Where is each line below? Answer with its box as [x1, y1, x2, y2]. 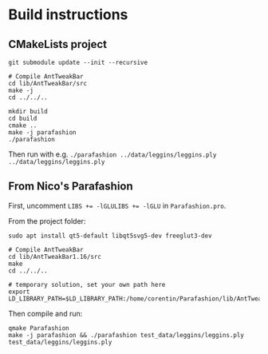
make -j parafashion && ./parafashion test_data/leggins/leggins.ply [8, 331, 245, 339]
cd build [8, 114, 37, 122]
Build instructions [8, 6, 128, 24]
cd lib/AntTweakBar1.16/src [8, 253, 102, 261]
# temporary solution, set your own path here [8, 280, 166, 288]
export [8, 288, 30, 296]
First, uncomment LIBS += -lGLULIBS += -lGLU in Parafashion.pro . [8, 201, 227, 210]
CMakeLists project [8, 38, 108, 51]
